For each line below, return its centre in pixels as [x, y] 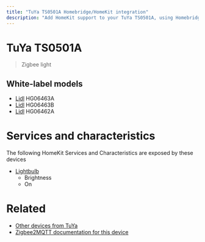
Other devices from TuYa [46, 226]
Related [26, 209]
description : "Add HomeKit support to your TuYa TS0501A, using [90, 18]
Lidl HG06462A [35, 112]
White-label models [45, 84]
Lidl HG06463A [35, 99]
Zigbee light [36, 65]
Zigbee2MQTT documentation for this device [72, 232]
